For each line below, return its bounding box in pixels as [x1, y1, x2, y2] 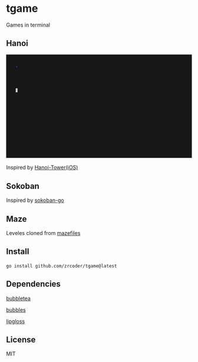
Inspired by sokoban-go [6, 197, 65, 204]
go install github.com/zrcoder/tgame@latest [6, 263, 117, 269]
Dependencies [6, 279, 61, 289]
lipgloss [6, 318, 25, 325]
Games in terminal [6, 21, 50, 28]
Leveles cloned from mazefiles [6, 229, 81, 236]
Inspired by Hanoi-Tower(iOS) [6, 164, 78, 171]
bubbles [6, 306, 26, 313]
